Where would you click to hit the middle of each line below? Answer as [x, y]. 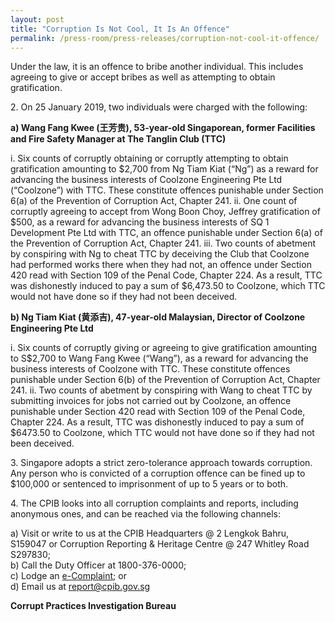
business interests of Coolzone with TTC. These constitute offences [150, 369]
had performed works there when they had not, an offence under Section [161, 265]
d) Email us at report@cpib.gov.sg [80, 587]
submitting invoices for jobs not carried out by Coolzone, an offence [151, 401]
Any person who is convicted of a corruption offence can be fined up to [158, 473]
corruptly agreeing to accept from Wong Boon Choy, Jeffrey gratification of [165, 212]
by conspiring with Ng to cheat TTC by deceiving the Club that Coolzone [160, 254]
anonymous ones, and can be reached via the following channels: [145, 514]
